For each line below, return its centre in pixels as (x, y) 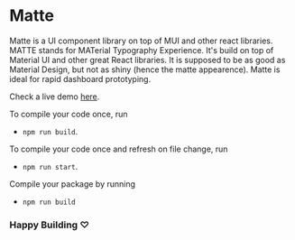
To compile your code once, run (69, 114)
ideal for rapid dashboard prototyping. (80, 78)
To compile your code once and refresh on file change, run (119, 149)
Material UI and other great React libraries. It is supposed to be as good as (147, 60)
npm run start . (50, 166)
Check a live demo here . (55, 97)
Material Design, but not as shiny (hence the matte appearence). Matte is (145, 69)
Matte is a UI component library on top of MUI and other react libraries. (141, 41)
